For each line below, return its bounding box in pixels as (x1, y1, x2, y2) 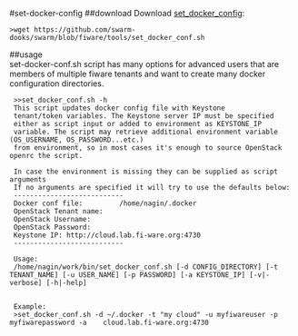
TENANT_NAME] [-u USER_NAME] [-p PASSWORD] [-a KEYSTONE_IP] (9, 271, 246, 280)
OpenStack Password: (13, 222, 92, 232)
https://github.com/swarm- (33, 25, 136, 35)
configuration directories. (9, 78, 104, 89)
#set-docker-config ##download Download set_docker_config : (9, 8, 245, 18)
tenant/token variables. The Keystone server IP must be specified (13, 112, 274, 121)
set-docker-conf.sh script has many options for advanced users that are (9, 59, 280, 69)
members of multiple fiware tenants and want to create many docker (9, 68, 266, 79)
